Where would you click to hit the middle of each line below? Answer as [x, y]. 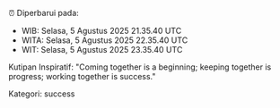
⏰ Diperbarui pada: [44, 13]
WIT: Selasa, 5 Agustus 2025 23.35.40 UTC [102, 50]
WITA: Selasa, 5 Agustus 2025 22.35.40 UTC [105, 40]
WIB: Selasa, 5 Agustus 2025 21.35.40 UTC [101, 31]
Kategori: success [42, 94]
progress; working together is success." [82, 76]
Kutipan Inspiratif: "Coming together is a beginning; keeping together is [140, 67]
